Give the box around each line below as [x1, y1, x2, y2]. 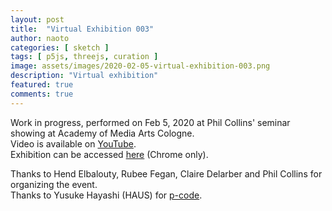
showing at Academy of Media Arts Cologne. [10, 127, 195, 139]
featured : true [10, 80, 74, 90]
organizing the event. [10, 178, 98, 190]
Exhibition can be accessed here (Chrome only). [10, 148, 209, 160]
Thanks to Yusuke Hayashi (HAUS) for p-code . [10, 189, 203, 201]
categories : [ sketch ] [10, 42, 110, 53]
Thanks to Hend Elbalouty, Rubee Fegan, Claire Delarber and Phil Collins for [10, 167, 323, 180]
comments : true [10, 89, 74, 99]
